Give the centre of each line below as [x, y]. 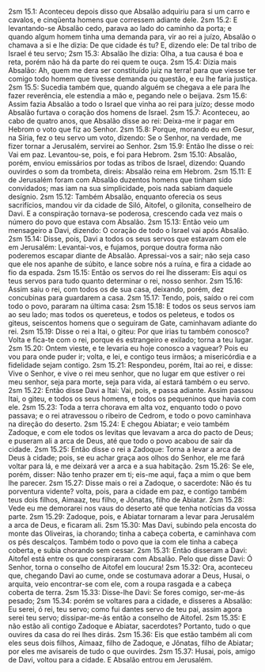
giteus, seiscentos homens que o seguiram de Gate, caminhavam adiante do [133, 323]
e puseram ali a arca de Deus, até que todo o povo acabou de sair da [121, 441]
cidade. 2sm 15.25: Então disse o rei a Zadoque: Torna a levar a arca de [125, 449]
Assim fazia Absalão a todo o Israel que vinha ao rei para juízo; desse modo [131, 104]
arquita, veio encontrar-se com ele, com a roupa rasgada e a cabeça [120, 584]
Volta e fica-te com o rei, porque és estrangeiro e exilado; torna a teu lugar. [131, 340]
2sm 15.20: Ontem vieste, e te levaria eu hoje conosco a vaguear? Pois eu [129, 348]
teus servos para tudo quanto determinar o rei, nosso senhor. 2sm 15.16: [126, 281]
